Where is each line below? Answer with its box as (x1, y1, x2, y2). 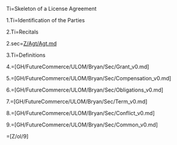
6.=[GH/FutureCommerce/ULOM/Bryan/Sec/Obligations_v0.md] (6, 86, 164, 93)
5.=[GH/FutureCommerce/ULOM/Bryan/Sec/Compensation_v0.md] (6, 75, 172, 81)
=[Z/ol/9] (6, 133, 29, 140)
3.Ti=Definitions (6, 52, 46, 59)
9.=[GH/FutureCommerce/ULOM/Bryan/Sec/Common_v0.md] (6, 121, 158, 128)
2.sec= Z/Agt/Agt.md (6, 40, 57, 47)
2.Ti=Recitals (6, 28, 39, 35)
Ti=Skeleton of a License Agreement (6, 5, 97, 12)
